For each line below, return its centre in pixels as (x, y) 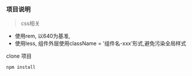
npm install (21, 67)
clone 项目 (19, 56)
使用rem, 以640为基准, (42, 36)
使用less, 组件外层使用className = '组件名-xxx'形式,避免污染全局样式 (100, 43)
